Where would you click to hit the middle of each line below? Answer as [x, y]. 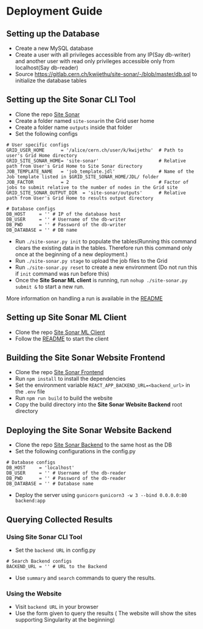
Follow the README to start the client [62, 338]
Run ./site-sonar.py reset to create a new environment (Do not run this [106, 267]
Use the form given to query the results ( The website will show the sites [105, 613]
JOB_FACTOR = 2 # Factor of [98, 182]
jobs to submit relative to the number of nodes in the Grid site [92, 187]
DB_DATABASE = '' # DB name [42, 230]
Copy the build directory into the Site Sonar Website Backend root [98, 405]
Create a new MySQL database [54, 48]
